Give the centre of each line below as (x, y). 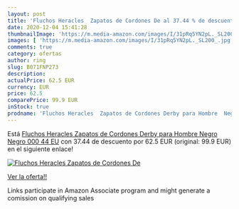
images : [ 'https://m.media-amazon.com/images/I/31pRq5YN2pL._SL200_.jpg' (121, 41)
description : (27, 73)
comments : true (30, 47)
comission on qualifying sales (51, 198)
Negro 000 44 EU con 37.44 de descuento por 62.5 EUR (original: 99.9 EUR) (119, 141)
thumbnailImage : (31, 34)
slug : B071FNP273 (33, 67)
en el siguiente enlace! (40, 149)
